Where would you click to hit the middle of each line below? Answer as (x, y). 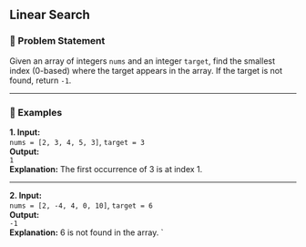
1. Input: (25, 132)
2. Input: (26, 195)
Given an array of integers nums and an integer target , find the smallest (143, 61)
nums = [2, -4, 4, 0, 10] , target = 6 (81, 205)
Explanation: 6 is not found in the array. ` (87, 232)
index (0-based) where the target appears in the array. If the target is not (146, 70)
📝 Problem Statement (57, 41)
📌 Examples (36, 112)
